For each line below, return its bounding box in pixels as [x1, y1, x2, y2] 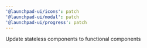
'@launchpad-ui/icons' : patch [5, 8, 80, 15]
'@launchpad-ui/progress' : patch [5, 19, 87, 25]
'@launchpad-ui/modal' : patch [5, 14, 80, 20]
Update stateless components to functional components [5, 36, 141, 43]
